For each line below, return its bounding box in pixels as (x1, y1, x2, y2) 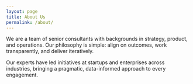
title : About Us (6, 14, 46, 20)
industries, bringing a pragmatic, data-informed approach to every (6, 65, 166, 72)
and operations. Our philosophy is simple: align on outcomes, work (6, 41, 167, 48)
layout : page (6, 8, 38, 15)
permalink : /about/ (6, 19, 54, 25)
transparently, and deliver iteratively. (6, 48, 94, 55)
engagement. (6, 71, 38, 79)
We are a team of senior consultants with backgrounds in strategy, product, (6, 36, 188, 43)
